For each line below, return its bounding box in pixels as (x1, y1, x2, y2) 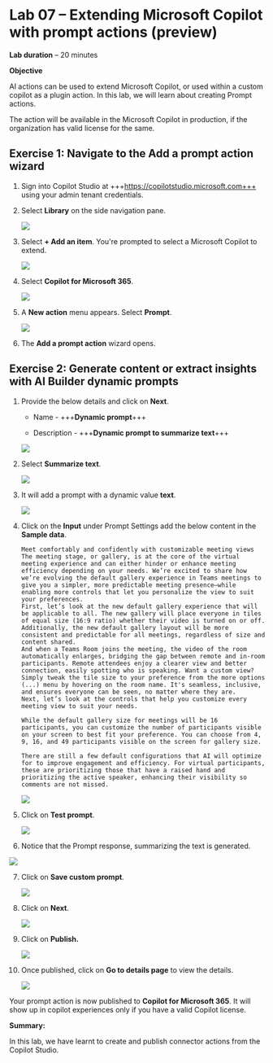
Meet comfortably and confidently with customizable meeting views (20, 545, 254, 553)
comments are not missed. (20, 780, 109, 789)
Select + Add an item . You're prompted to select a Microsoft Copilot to (20, 236, 258, 246)
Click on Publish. (20, 934, 80, 943)
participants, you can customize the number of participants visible (20, 723, 262, 732)
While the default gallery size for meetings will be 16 (20, 716, 219, 724)
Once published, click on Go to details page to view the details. (20, 965, 234, 974)
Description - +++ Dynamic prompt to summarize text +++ (32, 427, 230, 437)
